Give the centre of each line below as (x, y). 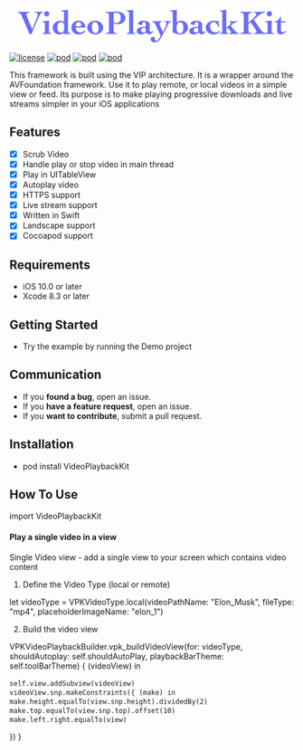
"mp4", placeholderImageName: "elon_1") (87, 612)
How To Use (44, 494)
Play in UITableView (59, 174)
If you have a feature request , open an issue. (107, 406)
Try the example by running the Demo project (107, 347)
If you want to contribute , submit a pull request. (112, 415)
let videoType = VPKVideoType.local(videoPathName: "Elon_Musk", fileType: (152, 602)
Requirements (50, 265)
